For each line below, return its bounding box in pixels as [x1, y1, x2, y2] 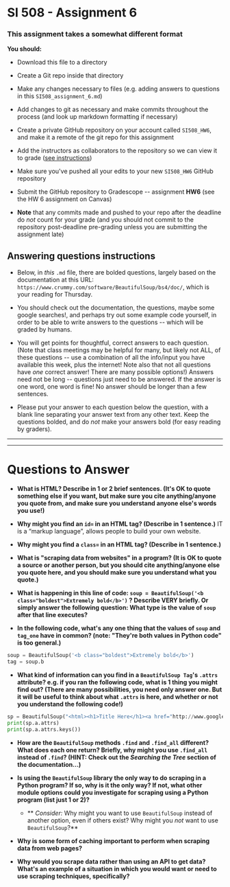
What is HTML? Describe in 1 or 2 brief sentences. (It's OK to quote [16, 485, 211, 493]
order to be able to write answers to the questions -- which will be [16, 318, 204, 327]
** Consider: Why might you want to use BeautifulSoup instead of [27, 809, 213, 817]
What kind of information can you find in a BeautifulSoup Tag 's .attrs [16, 671, 218, 679]
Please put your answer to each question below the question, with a [16, 403, 209, 411]
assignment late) [16, 230, 64, 238]
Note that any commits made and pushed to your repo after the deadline [16, 208, 222, 217]
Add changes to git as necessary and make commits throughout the [16, 105, 209, 114]
